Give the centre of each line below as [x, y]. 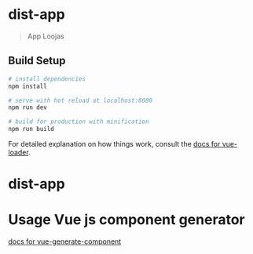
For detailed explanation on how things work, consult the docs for [114, 144]
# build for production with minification [79, 122]
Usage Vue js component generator [126, 220]
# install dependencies [47, 79]
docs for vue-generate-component [65, 241]
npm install [27, 86]
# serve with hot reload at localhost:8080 [81, 100]
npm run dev [27, 107]
